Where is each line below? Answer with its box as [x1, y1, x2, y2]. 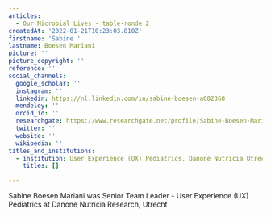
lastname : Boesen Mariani [8, 42, 95, 50]
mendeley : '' [15, 102, 60, 110]
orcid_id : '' [15, 110, 60, 118]
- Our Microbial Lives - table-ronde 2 [15, 19, 150, 27]
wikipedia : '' [15, 139, 63, 148]
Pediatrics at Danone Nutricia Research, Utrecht [8, 199, 168, 210]
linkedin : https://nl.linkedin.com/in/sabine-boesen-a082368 [15, 94, 226, 102]
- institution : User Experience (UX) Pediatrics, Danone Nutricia [15, 154, 244, 162]
